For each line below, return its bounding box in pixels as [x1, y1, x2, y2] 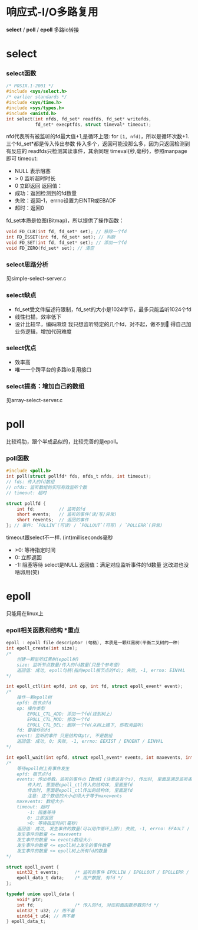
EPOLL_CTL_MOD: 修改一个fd [27, 716, 90, 722]
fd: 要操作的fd [16, 727, 51, 733]
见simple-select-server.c [6, 275, 67, 282]
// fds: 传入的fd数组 [6, 479, 55, 485]
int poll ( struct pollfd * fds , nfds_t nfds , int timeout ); [6, 474, 151, 479]
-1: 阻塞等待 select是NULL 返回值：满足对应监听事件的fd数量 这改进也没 [14, 562, 189, 569]
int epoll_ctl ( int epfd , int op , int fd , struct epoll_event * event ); [6, 683, 183, 690]
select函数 [6, 69, 37, 77]
